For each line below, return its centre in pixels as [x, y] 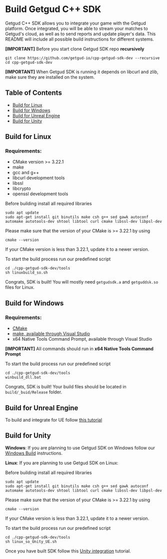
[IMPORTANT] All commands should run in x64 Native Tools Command [79, 349]
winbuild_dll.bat [23, 377]
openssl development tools [40, 194]
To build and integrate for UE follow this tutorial [54, 420]
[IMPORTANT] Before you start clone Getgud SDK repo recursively [75, 49]
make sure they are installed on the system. [50, 77]
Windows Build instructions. [34, 453]
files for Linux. [20, 288]
